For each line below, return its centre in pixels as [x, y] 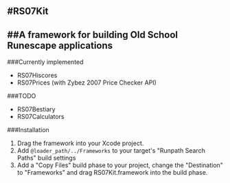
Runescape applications [60, 45]
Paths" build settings [46, 158]
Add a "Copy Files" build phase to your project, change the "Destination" [120, 165]
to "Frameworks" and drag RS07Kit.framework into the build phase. [112, 173]
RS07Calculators [41, 117]
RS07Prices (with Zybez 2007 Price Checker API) [87, 83]
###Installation [28, 130]
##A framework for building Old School [93, 35]
